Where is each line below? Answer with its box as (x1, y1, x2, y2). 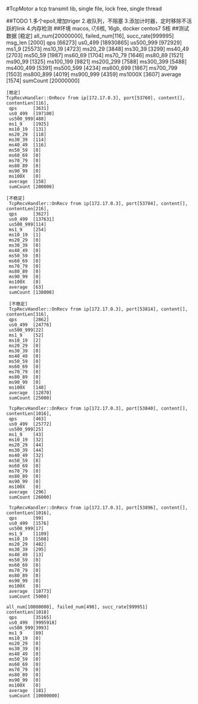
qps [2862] (8, 316, 49, 322)
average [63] (8, 284, 44, 290)
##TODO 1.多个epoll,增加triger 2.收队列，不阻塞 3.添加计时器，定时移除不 (6, 17, 187, 24)
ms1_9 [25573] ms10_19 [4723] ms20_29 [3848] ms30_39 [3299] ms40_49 (6, 45, 189, 53)
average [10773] (8, 588, 52, 594)
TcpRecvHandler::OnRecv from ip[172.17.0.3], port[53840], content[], (8, 405, 188, 411)
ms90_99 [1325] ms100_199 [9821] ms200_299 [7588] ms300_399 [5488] (6, 58, 187, 65)
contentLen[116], (6, 100, 49, 106)
